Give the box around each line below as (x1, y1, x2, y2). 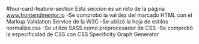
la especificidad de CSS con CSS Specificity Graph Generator (6, 31, 159, 38)
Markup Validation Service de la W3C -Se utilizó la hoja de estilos (6, 18, 168, 25)
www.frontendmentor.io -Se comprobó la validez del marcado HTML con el (6, 11, 192, 19)
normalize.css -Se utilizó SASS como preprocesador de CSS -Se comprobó (6, 24, 194, 31)
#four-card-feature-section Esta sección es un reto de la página (6, 5, 165, 12)
